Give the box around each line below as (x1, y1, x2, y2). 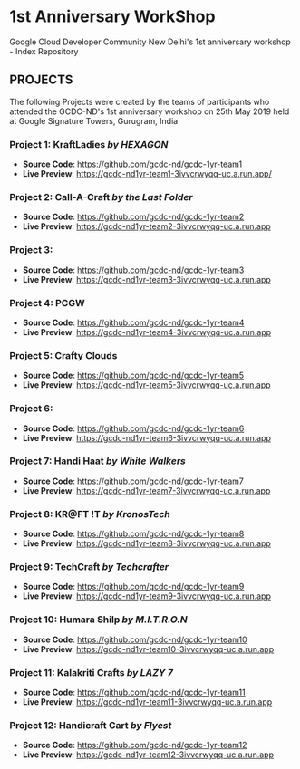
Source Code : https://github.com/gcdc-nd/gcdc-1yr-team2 (22, 211, 245, 223)
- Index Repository (9, 45, 79, 56)
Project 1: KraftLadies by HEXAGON (9, 138, 169, 150)
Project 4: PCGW (9, 296, 85, 309)
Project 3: (9, 244, 53, 256)
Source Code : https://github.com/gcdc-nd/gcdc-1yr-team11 (22, 687, 247, 698)
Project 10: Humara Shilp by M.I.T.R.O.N (9, 613, 188, 626)
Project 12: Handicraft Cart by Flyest (9, 718, 172, 731)
